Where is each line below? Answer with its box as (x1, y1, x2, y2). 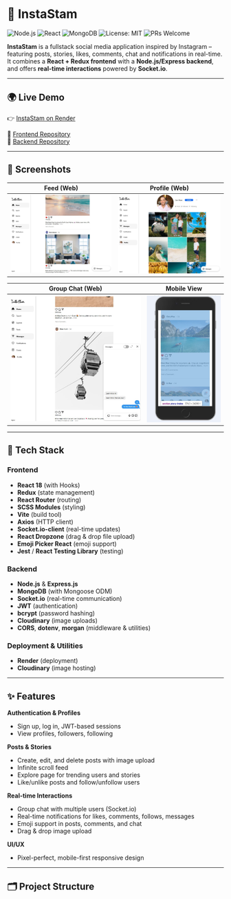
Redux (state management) (16, 488, 95, 496)
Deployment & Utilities (7, 641, 84, 651)
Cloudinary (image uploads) (16, 616, 98, 624)
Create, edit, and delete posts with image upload (16, 756, 155, 764)
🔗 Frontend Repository (7, 130, 71, 138)
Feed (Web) (43, 184, 78, 192)
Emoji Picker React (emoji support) (16, 540, 117, 548)
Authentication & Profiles (7, 709, 81, 717)
